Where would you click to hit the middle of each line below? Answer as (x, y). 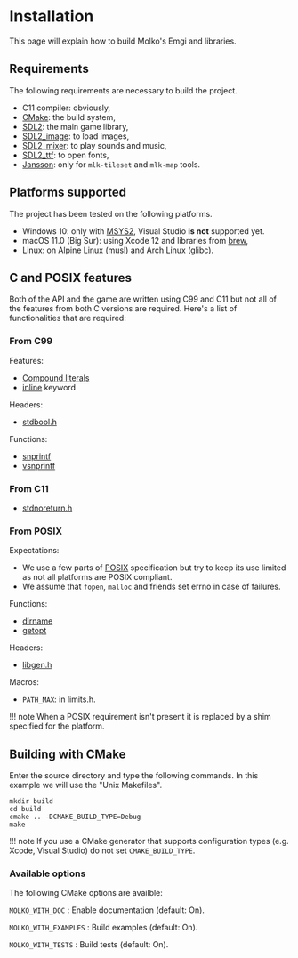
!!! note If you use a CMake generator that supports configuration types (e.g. (149, 841)
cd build (25, 809)
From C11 (29, 488)
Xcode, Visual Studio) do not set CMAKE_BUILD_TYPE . (102, 850)
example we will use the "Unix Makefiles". (86, 785)
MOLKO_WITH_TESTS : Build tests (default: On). (89, 945)
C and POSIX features (70, 278)
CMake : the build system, (68, 117)
